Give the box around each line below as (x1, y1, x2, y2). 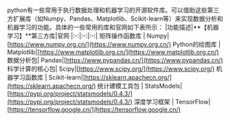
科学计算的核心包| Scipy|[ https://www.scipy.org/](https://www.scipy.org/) (7, 64, 215, 73)
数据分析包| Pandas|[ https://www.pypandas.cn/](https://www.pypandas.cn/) (7, 56, 223, 64)
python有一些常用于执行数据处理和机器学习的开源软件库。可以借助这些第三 (7, 6, 220, 14)
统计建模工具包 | (97, 82, 143, 90)
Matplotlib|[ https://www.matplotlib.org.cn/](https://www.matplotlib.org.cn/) (7, 48, 220, 56)
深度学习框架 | (133, 98, 174, 106)
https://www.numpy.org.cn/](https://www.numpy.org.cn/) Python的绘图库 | (9, 40, 221, 48)
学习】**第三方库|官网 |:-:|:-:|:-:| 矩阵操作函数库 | (7, 32, 146, 40)
